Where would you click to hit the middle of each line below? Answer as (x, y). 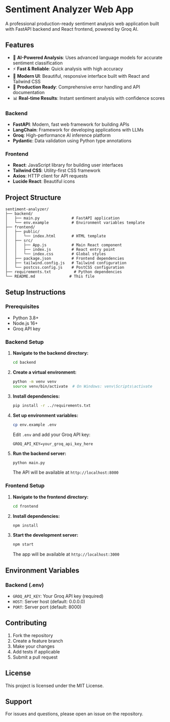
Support (19, 702)
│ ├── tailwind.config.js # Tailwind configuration (66, 263)
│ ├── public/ (22, 232)
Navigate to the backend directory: (51, 353)
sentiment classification (38, 63)
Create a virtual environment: (44, 373)
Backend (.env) (25, 585)
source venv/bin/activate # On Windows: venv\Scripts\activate (82, 386)
